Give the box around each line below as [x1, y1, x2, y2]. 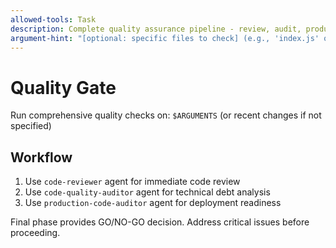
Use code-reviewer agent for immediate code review [24, 176, 241, 188]
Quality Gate [10, 76, 117, 99]
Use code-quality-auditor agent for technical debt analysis [24, 186, 271, 198]
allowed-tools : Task [10, 14, 97, 25]
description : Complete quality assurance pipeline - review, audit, [10, 24, 302, 34]
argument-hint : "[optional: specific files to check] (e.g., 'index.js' [10, 33, 320, 43]
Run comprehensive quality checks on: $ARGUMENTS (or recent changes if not [10, 109, 322, 121]
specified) [10, 120, 52, 132]
